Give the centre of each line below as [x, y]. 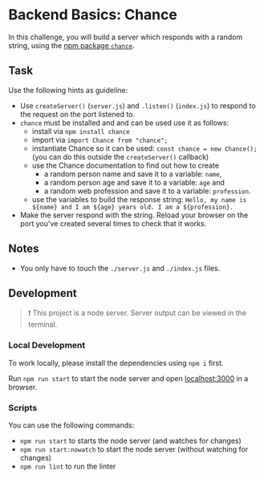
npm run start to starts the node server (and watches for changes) [131, 440]
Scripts [23, 408]
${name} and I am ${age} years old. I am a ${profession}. [133, 207]
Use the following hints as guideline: [68, 90]
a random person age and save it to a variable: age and [134, 182]
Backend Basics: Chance [93, 15]
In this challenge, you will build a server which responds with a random [126, 37]
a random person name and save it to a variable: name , [133, 173]
